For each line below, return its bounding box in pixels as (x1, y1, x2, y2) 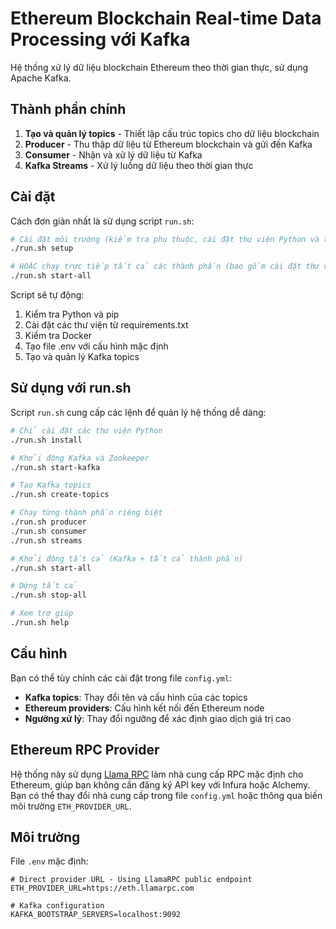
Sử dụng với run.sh (10, 380, 132, 397)
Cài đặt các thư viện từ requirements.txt (24, 319, 189, 331)
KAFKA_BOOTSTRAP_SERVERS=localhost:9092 (10, 910, 182, 920)
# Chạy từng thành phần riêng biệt (10, 508, 163, 518)
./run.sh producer (10, 517, 87, 527)
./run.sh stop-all (10, 590, 87, 601)
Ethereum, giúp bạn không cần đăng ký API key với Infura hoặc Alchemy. (10, 778, 311, 791)
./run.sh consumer (10, 526, 87, 536)
